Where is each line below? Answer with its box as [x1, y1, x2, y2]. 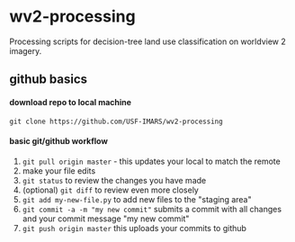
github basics [9, 72, 88, 87]
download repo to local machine [9, 96, 132, 107]
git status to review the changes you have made [22, 175, 207, 185]
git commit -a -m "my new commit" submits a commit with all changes [22, 203, 282, 214]
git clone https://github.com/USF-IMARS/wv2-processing [9, 117, 223, 126]
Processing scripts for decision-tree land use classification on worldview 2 [9, 36, 286, 47]
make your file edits [22, 165, 96, 176]
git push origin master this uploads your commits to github [22, 222, 247, 233]
